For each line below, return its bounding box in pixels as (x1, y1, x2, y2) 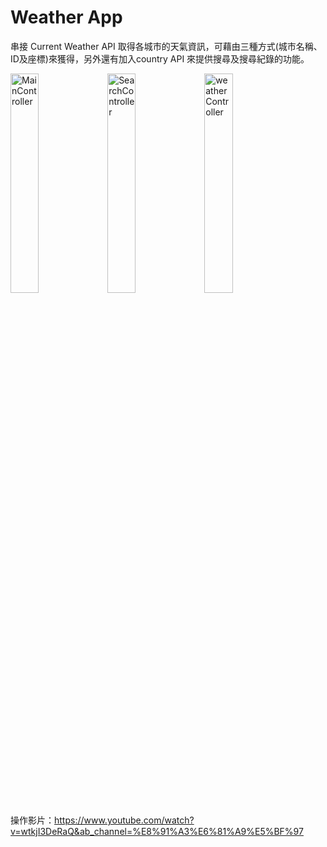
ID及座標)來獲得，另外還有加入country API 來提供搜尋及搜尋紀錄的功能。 (10, 52, 310, 65)
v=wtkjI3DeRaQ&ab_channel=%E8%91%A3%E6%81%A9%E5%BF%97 (10, 825, 304, 837)
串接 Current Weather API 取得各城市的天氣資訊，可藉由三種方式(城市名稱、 (10, 40, 323, 52)
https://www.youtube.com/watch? (54, 814, 195, 826)
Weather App (10, 6, 123, 29)
